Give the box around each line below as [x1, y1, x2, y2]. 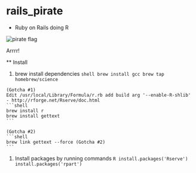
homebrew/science [14, 76, 59, 82]
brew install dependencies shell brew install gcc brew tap [14, 70, 164, 77]
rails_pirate [6, 4, 63, 18]
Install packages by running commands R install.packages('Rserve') [14, 155, 188, 162]
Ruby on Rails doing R [14, 24, 69, 31]
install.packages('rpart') [14, 161, 82, 167]
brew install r [6, 107, 44, 114]
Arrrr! [6, 47, 20, 54]
